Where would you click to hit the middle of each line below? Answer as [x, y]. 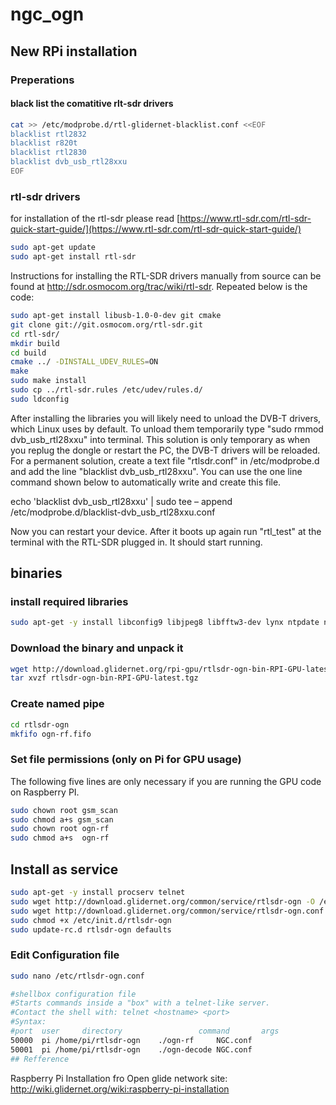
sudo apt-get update [53, 248]
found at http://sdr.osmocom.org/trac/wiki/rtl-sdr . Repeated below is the [159, 286]
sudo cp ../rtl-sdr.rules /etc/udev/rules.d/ [106, 390]
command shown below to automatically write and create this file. [146, 482]
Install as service [64, 869]
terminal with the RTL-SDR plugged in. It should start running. [136, 542]
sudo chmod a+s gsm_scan [62, 819]
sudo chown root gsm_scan [64, 810]
